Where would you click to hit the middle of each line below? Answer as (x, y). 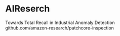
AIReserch (28, 9)
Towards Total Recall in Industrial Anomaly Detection (60, 22)
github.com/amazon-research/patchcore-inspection (59, 27)
